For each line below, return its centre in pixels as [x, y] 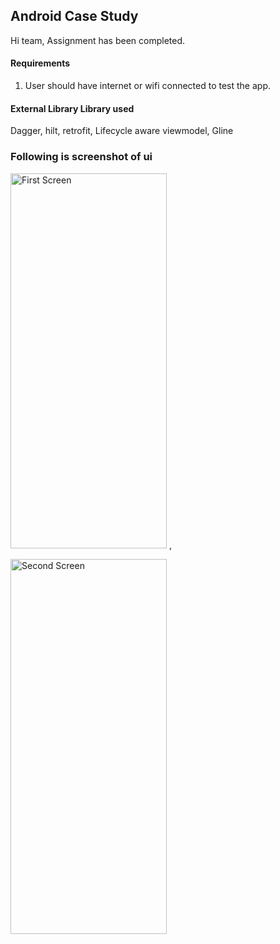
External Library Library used [72, 108]
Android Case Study [74, 16]
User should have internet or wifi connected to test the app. [148, 86]
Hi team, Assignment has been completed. [98, 40]
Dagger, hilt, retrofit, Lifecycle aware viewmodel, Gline [122, 131]
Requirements [40, 63]
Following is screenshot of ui [81, 157]
